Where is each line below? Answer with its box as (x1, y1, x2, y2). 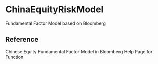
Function (5, 54, 24, 60)
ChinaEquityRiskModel (5, 4, 104, 15)
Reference (5, 35, 39, 44)
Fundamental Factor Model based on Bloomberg (5, 20, 106, 26)
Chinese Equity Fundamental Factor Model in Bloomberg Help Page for (5, 48, 153, 54)
